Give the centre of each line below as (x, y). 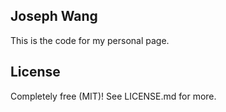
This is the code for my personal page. (90, 40)
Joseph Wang (54, 16)
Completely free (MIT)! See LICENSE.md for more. (113, 96)
